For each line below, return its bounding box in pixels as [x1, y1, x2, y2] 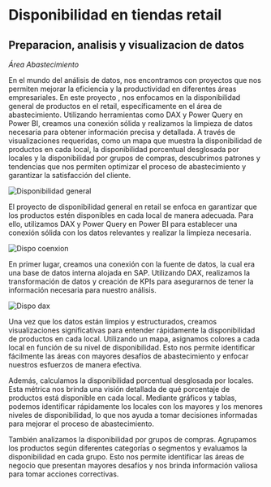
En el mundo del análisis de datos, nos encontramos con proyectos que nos [8, 76, 262, 85]
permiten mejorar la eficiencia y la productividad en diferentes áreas [8, 84, 237, 93]
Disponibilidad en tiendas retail [8, 6, 222, 24]
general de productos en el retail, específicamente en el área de [8, 102, 222, 111]
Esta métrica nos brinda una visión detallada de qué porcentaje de [8, 385, 230, 394]
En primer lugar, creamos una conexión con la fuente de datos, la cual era [8, 259, 256, 269]
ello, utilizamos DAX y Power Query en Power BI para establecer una [8, 220, 238, 228]
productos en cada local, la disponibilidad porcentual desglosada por [8, 145, 239, 154]
